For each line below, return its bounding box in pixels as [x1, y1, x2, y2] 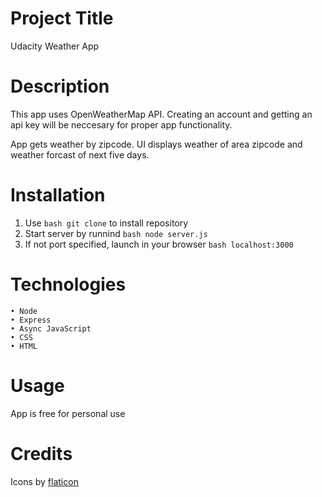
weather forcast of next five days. [10, 148, 150, 161]
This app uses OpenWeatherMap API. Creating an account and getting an [10, 108, 313, 120]
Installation [10, 184, 106, 207]
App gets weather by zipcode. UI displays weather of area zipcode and [10, 138, 303, 150]
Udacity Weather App [10, 40, 100, 52]
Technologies [10, 273, 127, 296]
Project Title [10, 7, 114, 30]
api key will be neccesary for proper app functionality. [10, 118, 233, 131]
